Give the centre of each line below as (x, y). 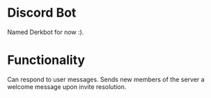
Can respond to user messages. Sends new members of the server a (106, 79)
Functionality (46, 60)
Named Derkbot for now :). (46, 32)
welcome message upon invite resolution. (67, 87)
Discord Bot (42, 13)
